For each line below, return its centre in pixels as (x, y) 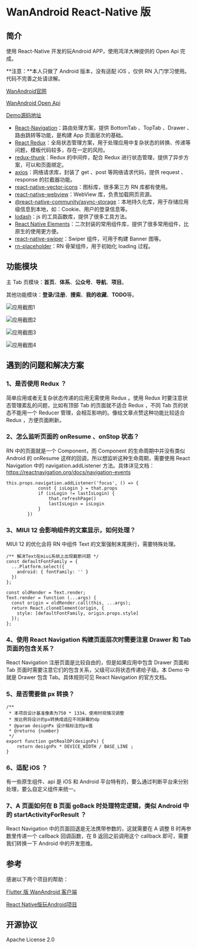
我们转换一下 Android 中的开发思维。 (51, 844)
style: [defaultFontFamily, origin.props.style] (78, 613)
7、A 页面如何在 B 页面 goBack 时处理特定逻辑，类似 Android (94, 806)
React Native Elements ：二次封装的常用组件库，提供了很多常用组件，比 (102, 224)
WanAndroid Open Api (33, 103)
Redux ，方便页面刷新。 (35, 420)
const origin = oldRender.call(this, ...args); (71, 603)
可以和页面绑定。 (46, 165)
